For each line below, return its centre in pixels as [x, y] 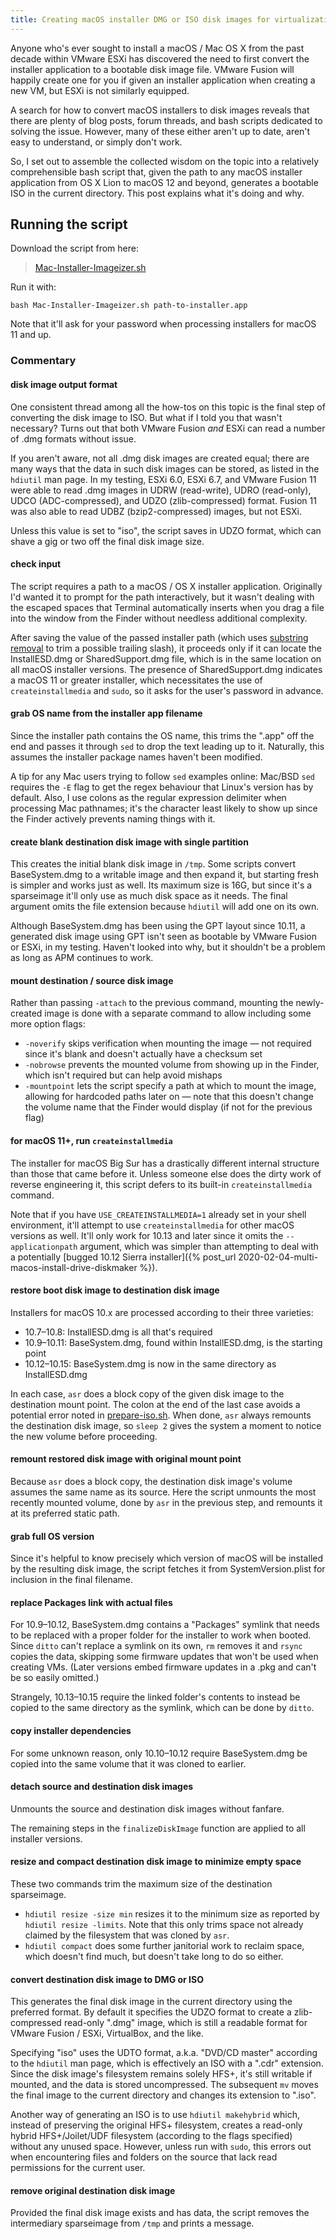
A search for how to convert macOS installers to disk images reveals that [160, 110]
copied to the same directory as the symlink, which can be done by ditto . [162, 1708]
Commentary [43, 361]
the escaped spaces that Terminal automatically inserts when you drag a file [167, 607]
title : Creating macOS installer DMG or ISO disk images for [140, 19]
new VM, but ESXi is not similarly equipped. [100, 90]
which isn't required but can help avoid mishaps [123, 1075]
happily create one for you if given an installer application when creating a [163, 80]
